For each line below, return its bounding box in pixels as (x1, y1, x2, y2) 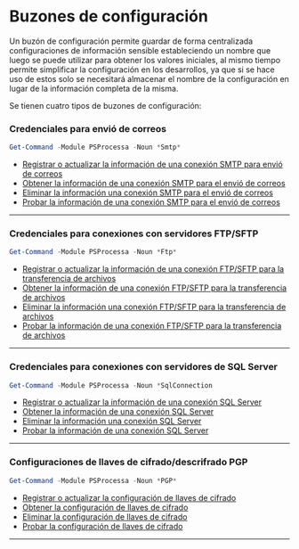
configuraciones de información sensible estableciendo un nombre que (9, 45, 271, 55)
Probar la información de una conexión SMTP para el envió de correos (21, 197, 280, 208)
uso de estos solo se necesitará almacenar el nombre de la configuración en (9, 73, 289, 84)
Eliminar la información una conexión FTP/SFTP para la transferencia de (21, 301, 287, 313)
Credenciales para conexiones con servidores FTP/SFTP (9, 227, 259, 240)
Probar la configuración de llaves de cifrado (21, 520, 183, 531)
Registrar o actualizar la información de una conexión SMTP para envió (21, 159, 283, 170)
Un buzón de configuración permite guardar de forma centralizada (9, 36, 254, 46)
